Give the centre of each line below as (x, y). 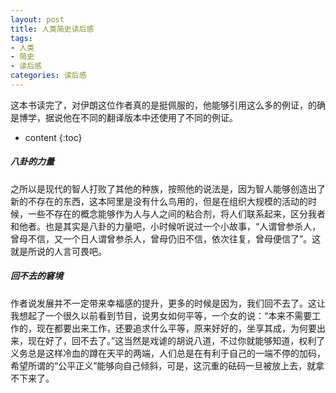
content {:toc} (53, 137)
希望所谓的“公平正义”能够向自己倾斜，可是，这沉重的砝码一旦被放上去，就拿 (167, 365)
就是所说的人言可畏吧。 (58, 251)
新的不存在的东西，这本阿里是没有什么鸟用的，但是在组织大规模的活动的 (159, 201)
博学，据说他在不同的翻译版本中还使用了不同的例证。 (128, 117)
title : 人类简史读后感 (52, 29)
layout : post (37, 19)
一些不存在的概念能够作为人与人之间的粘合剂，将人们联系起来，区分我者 (176, 213)
